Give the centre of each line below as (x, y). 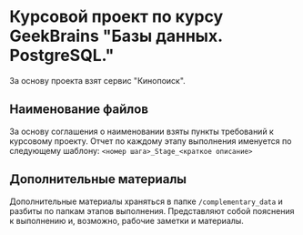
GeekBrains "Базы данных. (116, 36)
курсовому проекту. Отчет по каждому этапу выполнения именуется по (151, 141)
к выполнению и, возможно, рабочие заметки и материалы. (126, 220)
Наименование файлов (79, 110)
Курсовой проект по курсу (116, 17)
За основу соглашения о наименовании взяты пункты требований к (142, 131)
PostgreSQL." (62, 56)
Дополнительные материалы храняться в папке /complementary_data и (146, 201)
